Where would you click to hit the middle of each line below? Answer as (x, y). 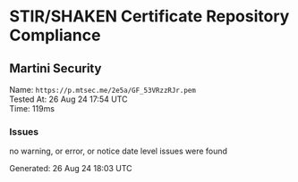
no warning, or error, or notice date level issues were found (119, 151)
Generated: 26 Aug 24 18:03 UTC (71, 169)
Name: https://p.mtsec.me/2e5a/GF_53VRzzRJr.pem (103, 90)
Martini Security (55, 68)
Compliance (55, 35)
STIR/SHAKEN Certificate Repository (149, 17)
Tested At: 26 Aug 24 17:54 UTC (68, 99)
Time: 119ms (32, 108)
